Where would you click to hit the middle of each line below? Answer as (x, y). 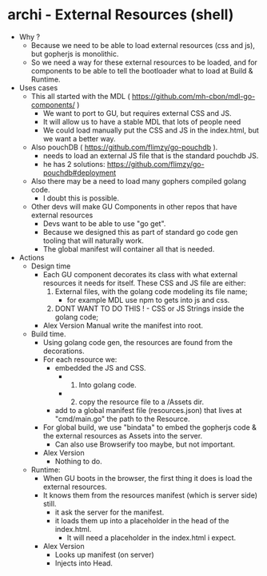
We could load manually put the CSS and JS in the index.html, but (151, 130)
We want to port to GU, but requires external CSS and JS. (137, 113)
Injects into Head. (84, 563)
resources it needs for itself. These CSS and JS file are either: (144, 283)
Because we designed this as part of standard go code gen (140, 232)
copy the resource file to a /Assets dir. (141, 402)
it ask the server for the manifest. (110, 512)
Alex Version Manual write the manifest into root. (123, 325)
